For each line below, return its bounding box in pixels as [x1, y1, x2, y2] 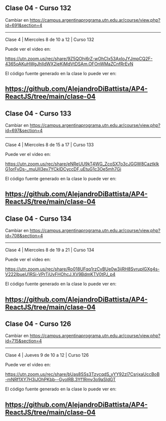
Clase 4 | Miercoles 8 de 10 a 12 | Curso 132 [5, 37, 94, 42]
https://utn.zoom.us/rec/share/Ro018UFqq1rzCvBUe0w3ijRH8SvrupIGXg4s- [5, 266, 160, 272]
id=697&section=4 [5, 128, 43, 134]
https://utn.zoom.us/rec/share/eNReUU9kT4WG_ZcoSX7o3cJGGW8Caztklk [5, 161, 160, 167]
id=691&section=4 [5, 22, 42, 28]
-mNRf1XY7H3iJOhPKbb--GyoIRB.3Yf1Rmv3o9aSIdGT [5, 377, 116, 383]
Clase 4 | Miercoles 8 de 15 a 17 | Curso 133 [5, 142, 94, 148]
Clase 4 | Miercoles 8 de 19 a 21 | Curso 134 [5, 247, 95, 253]
